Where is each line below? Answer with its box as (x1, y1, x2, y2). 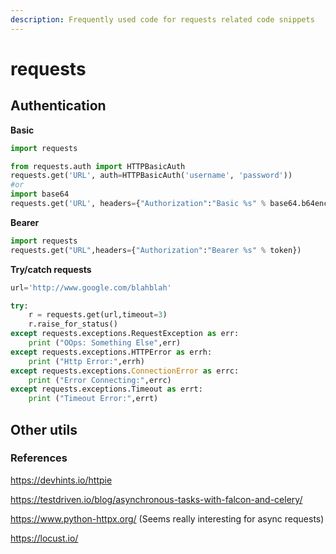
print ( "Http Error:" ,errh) (28, 356, 145, 366)
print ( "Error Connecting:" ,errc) (28, 375, 172, 385)
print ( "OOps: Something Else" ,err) (28, 338, 182, 348)
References (10, 451, 68, 465)
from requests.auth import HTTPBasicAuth (10, 161, 186, 171)
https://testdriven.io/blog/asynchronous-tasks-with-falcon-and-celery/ (10, 493, 303, 505)
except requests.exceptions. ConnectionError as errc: (10, 366, 240, 376)
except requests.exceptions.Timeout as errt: (10, 384, 203, 395)
